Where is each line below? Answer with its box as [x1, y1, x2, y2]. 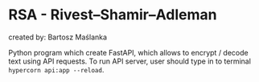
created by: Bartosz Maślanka [8, 32, 107, 42]
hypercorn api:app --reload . [8, 64, 105, 74]
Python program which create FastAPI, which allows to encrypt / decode [8, 47, 249, 57]
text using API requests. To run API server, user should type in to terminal [8, 56, 252, 66]
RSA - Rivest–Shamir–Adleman [8, 6, 217, 24]
